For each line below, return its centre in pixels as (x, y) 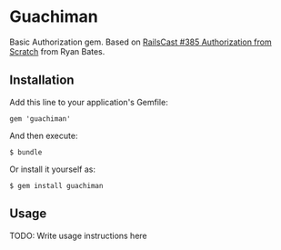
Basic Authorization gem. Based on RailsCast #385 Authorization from (140, 42)
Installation (42, 80)
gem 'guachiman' (40, 119)
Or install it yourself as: (52, 169)
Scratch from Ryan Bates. (57, 51)
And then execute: (44, 135)
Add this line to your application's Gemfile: (89, 102)
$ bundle (26, 152)
